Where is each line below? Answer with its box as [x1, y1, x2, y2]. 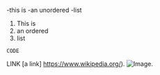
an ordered [16, 27, 49, 35]
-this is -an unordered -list [6, 6, 82, 14]
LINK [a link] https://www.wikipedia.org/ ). [6, 60, 125, 68]
